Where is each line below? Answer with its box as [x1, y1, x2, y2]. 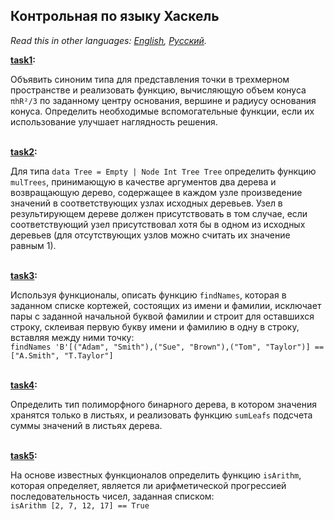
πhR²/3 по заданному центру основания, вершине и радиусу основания [10, 94, 317, 106]
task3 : [10, 269, 38, 281]
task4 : [10, 379, 38, 391]
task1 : [10, 54, 37, 66]
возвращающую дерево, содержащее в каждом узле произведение [10, 186, 303, 198]
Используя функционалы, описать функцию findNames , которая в [10, 289, 287, 301]
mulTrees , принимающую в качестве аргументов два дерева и [10, 175, 277, 188]
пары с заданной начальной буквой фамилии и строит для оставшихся [10, 310, 315, 322]
